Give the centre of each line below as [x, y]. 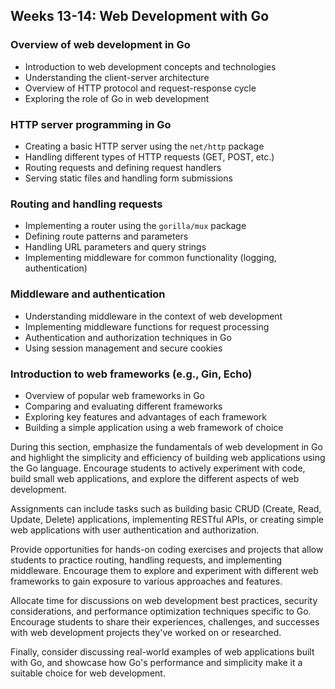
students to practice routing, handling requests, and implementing [146, 560]
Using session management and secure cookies [123, 348]
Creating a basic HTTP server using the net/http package [144, 146]
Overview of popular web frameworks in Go [115, 395]
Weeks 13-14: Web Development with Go [140, 16]
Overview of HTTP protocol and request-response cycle [140, 88]
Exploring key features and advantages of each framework [145, 416]
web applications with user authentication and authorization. [135, 530]
